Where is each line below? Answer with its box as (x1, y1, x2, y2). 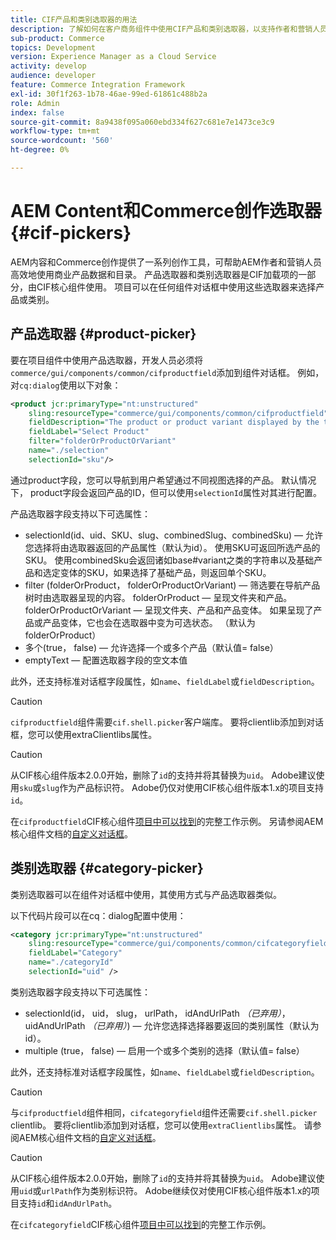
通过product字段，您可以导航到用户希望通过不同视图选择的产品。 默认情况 (10, 474, 317, 486)
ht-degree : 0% (10, 145, 70, 155)
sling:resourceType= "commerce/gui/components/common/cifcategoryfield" (28, 939, 333, 949)
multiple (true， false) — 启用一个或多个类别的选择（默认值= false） (24, 1044, 305, 1056)
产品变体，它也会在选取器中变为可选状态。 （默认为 (42, 616, 256, 628)
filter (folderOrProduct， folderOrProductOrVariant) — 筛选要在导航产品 (24, 579, 321, 591)
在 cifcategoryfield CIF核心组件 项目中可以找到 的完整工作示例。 (10, 1218, 272, 1230)
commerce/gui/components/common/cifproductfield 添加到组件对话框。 (10, 366, 296, 378)
